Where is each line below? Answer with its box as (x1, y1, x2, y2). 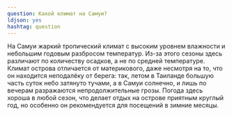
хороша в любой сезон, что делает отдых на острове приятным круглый (7, 94, 224, 102)
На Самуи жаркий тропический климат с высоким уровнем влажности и (7, 42, 226, 51)
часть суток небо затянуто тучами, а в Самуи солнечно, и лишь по (7, 79, 207, 88)
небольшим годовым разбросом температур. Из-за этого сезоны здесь (7, 49, 223, 58)
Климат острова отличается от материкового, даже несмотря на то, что (7, 64, 223, 73)
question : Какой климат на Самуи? (7, 10, 108, 17)
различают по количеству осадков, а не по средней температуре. (7, 57, 206, 65)
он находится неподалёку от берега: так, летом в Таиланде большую (7, 72, 215, 80)
